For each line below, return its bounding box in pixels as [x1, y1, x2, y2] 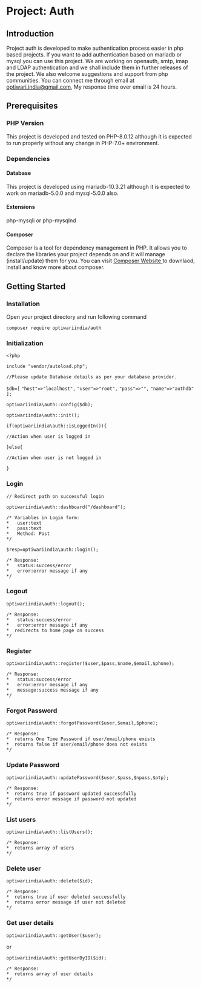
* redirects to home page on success [6, 627, 104, 633]
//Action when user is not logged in [6, 455, 102, 461]
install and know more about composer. [6, 264, 105, 271]
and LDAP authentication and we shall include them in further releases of [6, 64, 189, 71]
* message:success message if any [6, 687, 99, 693]
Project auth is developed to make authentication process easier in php [6, 44, 183, 52]
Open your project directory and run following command [6, 313, 147, 320]
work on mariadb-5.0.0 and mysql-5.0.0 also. [6, 189, 119, 197]
